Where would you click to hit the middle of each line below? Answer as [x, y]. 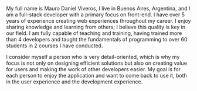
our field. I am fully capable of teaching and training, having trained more [94, 33]
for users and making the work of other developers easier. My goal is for [94, 69]
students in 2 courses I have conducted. [55, 45]
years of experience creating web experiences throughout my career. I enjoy [98, 21]
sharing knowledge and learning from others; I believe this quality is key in [96, 27]
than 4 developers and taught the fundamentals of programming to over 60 [97, 39]
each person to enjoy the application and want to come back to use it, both [96, 76]
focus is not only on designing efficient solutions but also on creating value [97, 63]
